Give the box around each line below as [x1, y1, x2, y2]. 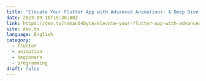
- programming [12, 60, 48, 66]
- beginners [12, 54, 43, 60]
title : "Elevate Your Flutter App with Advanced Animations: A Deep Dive [6, 9, 199, 15]
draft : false [6, 65, 40, 72]
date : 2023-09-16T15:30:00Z [6, 15, 78, 21]
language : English [6, 32, 53, 38]
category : [6, 37, 32, 43]
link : [6, 20, 20, 26]
